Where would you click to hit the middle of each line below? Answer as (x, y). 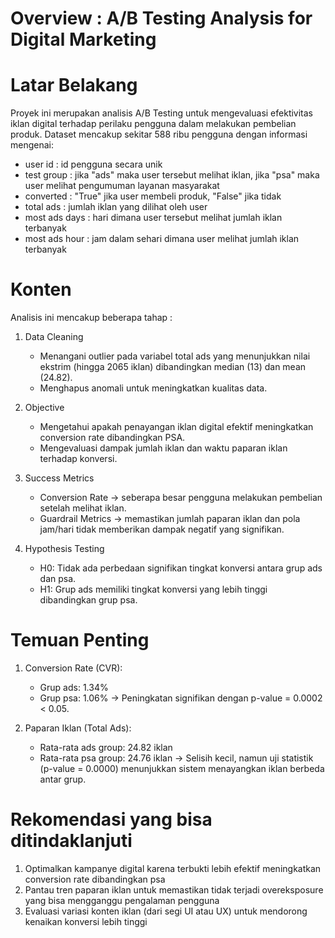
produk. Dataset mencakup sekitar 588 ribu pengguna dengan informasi (159, 134)
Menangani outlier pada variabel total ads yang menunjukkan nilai (175, 356)
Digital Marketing (83, 39)
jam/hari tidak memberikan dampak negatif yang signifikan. (162, 529)
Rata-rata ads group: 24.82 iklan (106, 747)
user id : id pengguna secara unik (93, 164)
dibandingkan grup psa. (88, 600)
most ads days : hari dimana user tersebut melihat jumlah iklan (153, 218)
